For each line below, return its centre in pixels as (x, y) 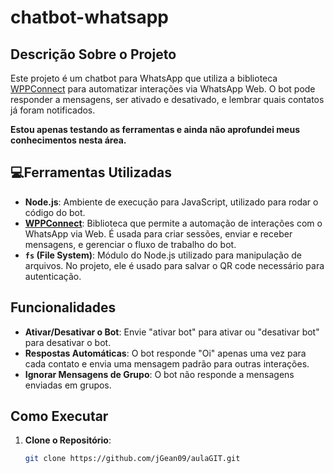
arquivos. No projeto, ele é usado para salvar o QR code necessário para (174, 265)
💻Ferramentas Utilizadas (91, 172)
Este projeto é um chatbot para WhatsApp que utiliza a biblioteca (144, 78)
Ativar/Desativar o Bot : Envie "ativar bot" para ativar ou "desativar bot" (172, 332)
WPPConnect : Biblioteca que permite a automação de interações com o (173, 223)
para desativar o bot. (68, 342)
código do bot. (55, 212)
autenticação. (53, 276)
